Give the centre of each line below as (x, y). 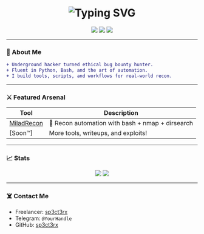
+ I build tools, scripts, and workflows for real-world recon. (89, 76)
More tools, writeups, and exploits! (98, 133)
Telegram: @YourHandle (43, 218)
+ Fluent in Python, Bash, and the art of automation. (77, 71)
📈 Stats (18, 158)
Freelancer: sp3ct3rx (41, 212)
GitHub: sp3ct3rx (37, 224)
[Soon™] (21, 133)
